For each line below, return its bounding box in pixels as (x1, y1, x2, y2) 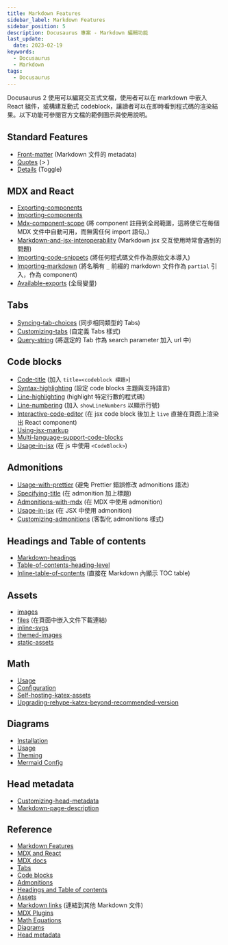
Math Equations (16, 916, 62, 924)
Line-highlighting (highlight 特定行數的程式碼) (16, 392, 145, 401)
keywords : (7, 49, 36, 56)
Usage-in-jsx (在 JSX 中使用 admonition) (16, 507, 132, 515)
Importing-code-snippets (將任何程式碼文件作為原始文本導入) (16, 254, 190, 261)
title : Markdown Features (7, 10, 81, 17)
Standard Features (7, 131, 88, 143)
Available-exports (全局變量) (16, 279, 97, 287)
